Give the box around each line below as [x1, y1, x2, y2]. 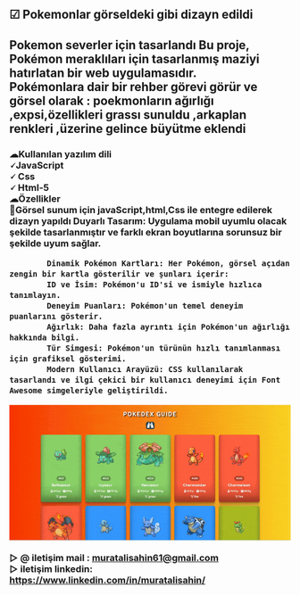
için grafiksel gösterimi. [9, 354, 127, 364]
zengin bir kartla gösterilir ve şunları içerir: [9, 269, 229, 279]
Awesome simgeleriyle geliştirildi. [9, 385, 169, 396]
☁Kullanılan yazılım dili [9, 147, 112, 160]
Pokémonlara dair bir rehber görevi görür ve [9, 79, 258, 95]
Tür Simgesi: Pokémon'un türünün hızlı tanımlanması [46, 343, 281, 353]
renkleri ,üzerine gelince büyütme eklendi [9, 120, 246, 136]
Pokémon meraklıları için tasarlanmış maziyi [9, 51, 261, 66]
